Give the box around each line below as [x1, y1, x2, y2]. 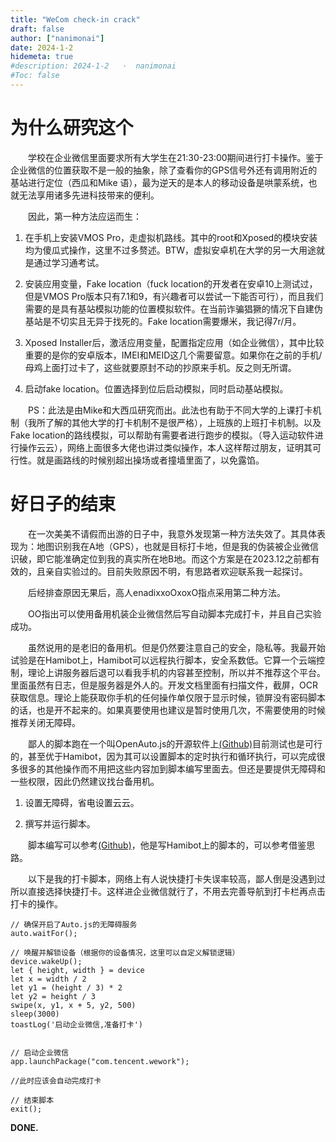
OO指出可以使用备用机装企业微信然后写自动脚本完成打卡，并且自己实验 [28, 607, 322, 620]
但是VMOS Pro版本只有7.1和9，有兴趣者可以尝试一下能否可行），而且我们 [24, 290, 324, 302]
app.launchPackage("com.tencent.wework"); [10, 1056, 190, 1066]
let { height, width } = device [10, 965, 145, 975]
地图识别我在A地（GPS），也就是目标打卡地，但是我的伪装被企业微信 [36, 540, 320, 552]
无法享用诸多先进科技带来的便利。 [18, 189, 160, 201]
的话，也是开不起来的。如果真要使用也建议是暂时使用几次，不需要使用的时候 [10, 704, 326, 716]
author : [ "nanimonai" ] [10, 33, 105, 43]
